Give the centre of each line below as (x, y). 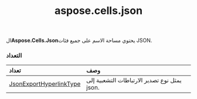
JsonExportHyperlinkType (45, 84)
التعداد (14, 55)
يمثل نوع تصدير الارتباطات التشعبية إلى (134, 80)
